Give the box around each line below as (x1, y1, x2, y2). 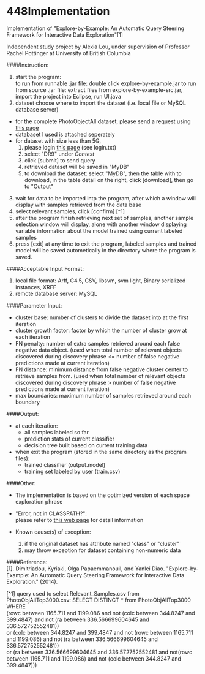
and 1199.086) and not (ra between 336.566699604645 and (6, 635, 158, 643)
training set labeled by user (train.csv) (24, 468, 121, 475)
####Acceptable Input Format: (6, 265, 84, 272)
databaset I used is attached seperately (15, 131, 115, 138)
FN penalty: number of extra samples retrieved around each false (15, 339, 181, 347)
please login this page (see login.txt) (24, 143, 117, 151)
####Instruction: (6, 61, 49, 69)
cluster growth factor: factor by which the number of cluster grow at (15, 327, 187, 334)
